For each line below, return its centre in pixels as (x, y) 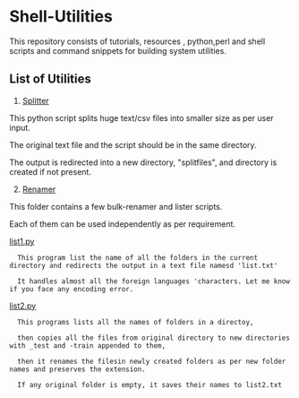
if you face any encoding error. (72, 289)
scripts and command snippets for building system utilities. (118, 50)
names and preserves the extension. (77, 369)
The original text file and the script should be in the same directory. (133, 144)
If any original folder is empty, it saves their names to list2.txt (149, 385)
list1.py (22, 241)
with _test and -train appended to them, (88, 346)
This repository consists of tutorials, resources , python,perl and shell (137, 41)
